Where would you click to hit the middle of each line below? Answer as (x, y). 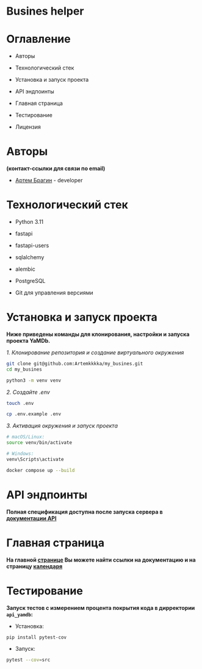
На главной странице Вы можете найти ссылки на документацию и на (101, 560)
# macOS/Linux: (26, 437)
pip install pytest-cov (37, 637)
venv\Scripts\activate (35, 459)
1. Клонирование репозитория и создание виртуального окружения (95, 352)
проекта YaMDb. (28, 340)
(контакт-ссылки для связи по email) (56, 168)
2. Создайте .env (28, 392)
